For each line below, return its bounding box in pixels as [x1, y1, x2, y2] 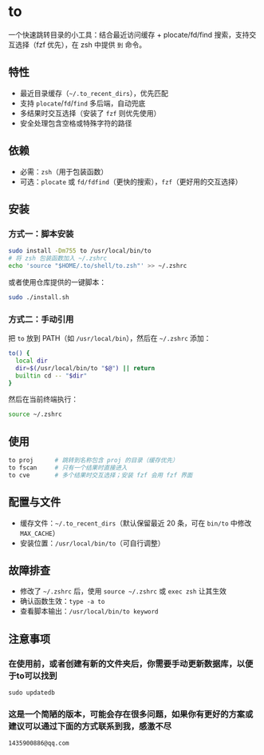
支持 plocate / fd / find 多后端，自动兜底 [19, 98, 146, 108]
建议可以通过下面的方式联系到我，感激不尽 [8, 721, 172, 732]
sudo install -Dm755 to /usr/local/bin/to [8, 247, 152, 255]
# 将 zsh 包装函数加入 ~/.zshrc [8, 254, 108, 262]
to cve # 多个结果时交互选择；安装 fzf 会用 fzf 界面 [8, 471, 193, 479]
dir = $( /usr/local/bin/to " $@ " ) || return [15, 364, 156, 372]
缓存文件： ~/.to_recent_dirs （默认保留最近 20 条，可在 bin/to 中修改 [19, 518, 252, 528]
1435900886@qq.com [8, 739, 69, 748]
